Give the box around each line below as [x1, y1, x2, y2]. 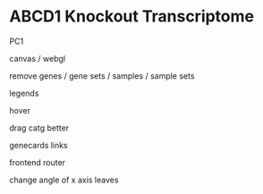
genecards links [9, 139, 69, 150]
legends [9, 88, 39, 98]
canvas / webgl [9, 53, 65, 63]
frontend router [9, 156, 65, 167]
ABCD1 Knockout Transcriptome [9, 6, 255, 27]
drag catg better [9, 122, 70, 133]
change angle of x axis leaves [9, 174, 119, 185]
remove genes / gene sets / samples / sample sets [9, 70, 195, 81]
